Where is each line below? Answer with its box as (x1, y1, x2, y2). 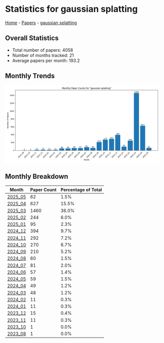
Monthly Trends (5, 72, 55, 80)
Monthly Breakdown (5, 172, 69, 181)
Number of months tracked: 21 (12, 52, 74, 58)
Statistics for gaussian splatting (5, 3, 138, 15)
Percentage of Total (60, 187, 102, 192)
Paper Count (30, 187, 57, 192)
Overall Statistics (5, 34, 59, 42)
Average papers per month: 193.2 (12, 58, 80, 63)
